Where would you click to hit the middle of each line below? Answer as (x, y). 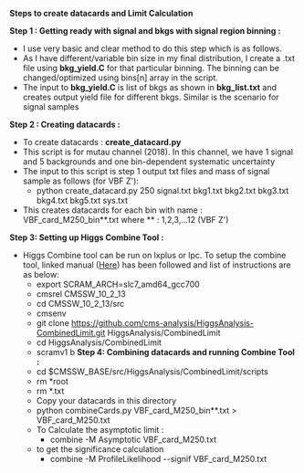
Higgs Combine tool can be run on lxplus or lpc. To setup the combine (154, 255)
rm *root (52, 381)
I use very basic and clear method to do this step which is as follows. (152, 48)
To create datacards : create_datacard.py (102, 142)
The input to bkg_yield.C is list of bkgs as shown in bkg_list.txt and (149, 87)
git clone (53, 323)
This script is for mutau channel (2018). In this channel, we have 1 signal (158, 152)
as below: (41, 274)
